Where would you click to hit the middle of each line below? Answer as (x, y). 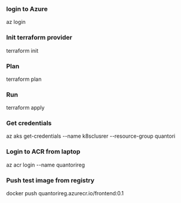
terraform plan (24, 79)
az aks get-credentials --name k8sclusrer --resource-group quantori (91, 136)
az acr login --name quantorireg (46, 165)
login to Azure (27, 9)
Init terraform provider (39, 38)
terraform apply (25, 108)
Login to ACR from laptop (43, 152)
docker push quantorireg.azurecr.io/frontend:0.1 (65, 193)
